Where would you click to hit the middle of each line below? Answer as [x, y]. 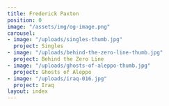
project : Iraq [34, 85]
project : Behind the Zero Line [59, 59]
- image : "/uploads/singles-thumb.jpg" [65, 40]
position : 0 [24, 20]
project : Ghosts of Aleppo [53, 72]
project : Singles [39, 46]
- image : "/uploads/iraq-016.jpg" [57, 78]
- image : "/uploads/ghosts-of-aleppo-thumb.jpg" [79, 66]
